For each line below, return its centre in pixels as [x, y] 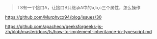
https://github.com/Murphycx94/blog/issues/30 [53, 17]
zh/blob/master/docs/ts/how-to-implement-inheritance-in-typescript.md [78, 32]
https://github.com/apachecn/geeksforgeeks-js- [54, 26]
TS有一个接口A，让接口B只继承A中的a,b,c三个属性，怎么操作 [79, 7]
